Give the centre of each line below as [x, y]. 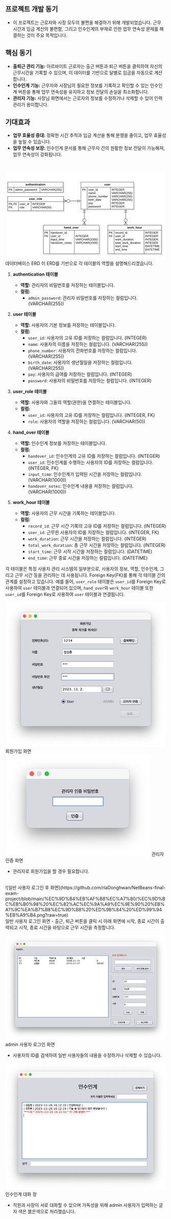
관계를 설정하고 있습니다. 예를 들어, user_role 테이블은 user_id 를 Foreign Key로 [86, 582]
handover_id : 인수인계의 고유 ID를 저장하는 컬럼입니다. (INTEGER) [94, 456]
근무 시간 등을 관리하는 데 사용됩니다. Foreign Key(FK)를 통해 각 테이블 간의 [90, 575]
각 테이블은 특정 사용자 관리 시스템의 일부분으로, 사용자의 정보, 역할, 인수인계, [82, 569]
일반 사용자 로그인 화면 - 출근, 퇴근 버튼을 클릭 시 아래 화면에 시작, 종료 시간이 [82, 921]
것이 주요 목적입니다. [47, 35]
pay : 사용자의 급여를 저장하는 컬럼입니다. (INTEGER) [80, 374]
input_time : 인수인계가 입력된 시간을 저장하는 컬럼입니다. [85, 474]
